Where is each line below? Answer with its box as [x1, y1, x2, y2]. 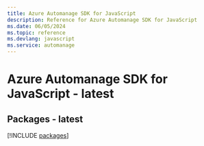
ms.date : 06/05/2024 [7, 23, 66, 29]
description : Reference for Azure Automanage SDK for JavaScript [7, 16, 197, 23]
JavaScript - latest [7, 86, 114, 101]
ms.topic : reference [7, 29, 66, 36]
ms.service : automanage [7, 42, 75, 49]
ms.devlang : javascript [7, 36, 75, 42]
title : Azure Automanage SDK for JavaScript [7, 10, 136, 17]
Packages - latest [7, 113, 84, 125]
